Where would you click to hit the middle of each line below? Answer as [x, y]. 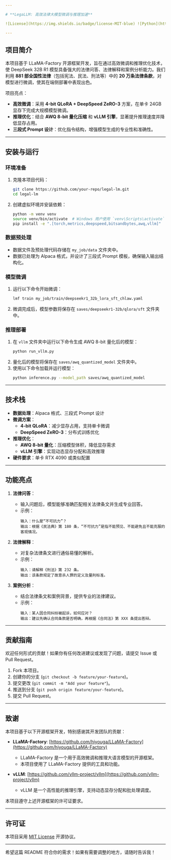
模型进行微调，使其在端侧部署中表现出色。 [50, 83]
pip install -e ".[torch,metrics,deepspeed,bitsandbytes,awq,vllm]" [87, 224]
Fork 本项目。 [27, 670]
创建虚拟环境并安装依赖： [39, 204]
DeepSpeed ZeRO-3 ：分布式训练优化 [60, 432]
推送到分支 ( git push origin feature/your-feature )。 [69, 690]
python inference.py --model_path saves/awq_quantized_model [79, 378]
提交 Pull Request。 [33, 696]
